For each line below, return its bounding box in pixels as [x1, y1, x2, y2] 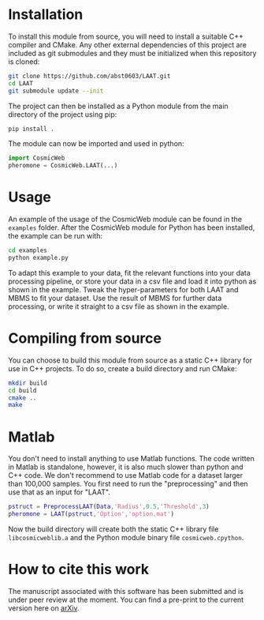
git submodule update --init [8, 87, 104, 95]
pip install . [8, 125, 55, 133]
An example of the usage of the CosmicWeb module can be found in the [8, 215, 243, 224]
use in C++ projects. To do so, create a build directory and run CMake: [8, 363, 238, 373]
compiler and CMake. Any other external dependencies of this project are [8, 39, 247, 49]
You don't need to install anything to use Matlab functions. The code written [8, 454, 255, 464]
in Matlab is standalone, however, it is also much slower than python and [8, 462, 244, 472]
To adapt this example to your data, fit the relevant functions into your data [8, 268, 251, 277]
